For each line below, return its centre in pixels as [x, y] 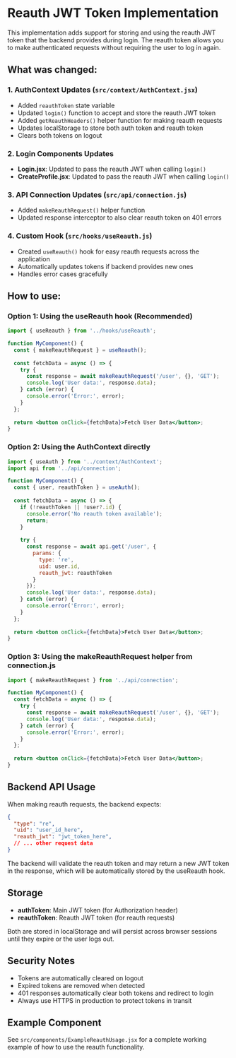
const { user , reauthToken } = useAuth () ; [77, 488]
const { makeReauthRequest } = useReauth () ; [80, 350]
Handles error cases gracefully [63, 274]
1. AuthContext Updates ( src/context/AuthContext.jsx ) [102, 90]
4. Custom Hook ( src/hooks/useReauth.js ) [80, 236]
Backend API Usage [52, 787]
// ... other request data [53, 843]
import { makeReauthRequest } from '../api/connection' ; [93, 680]
